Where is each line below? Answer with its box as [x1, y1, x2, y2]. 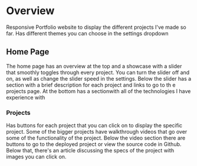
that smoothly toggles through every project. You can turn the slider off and [6, 69, 190, 76]
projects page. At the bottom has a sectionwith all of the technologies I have [6, 87, 191, 95]
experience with [6, 94, 45, 101]
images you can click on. [6, 153, 67, 160]
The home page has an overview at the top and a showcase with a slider [6, 62, 182, 69]
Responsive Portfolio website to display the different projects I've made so [6, 24, 187, 31]
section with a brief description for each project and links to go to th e [6, 81, 176, 88]
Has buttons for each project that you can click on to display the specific [6, 122, 183, 129]
